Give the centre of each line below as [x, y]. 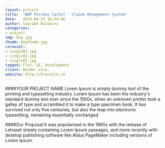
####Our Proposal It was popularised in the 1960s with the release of [76, 124]
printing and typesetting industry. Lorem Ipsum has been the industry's [78, 94]
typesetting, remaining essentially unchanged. [52, 115]
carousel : [15, 47]
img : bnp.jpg [19, 38]
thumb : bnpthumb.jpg [27, 42]
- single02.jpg [21, 56]
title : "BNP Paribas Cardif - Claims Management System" [66, 14]
